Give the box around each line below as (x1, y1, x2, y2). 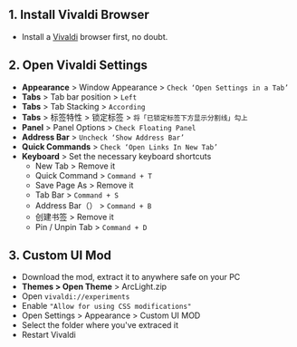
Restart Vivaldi (21, 330, 76, 341)
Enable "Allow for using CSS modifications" (21, 301, 192, 312)
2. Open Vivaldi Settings (8, 58, 148, 73)
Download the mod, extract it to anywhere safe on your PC (21, 272, 241, 283)
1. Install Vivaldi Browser (8, 7, 150, 23)
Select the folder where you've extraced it (21, 320, 178, 331)
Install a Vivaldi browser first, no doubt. (21, 31, 168, 42)
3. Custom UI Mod (8, 248, 112, 264)
